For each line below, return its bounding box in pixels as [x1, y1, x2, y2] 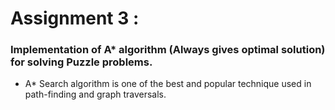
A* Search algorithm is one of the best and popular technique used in [24, 78, 312, 90]
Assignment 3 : [10, 7, 140, 30]
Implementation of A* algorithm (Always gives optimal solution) [10, 43, 326, 57]
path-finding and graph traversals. [24, 88, 167, 101]
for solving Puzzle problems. [10, 55, 153, 69]
